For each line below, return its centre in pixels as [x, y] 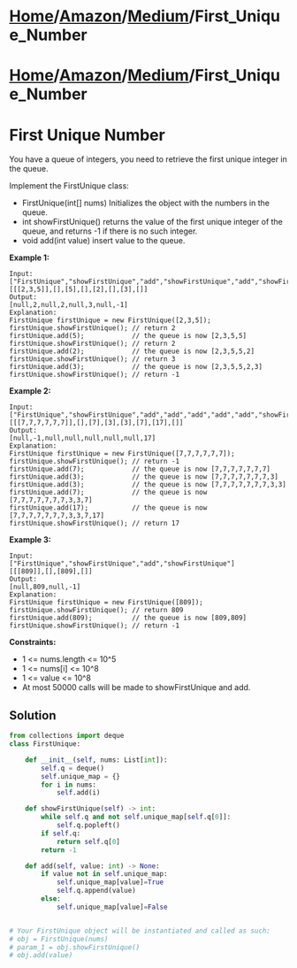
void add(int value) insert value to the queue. [103, 241]
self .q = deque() [72, 768]
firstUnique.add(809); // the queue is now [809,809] [128, 618]
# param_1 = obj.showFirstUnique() [75, 947]
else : [51, 899]
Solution [33, 715]
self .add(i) [78, 793]
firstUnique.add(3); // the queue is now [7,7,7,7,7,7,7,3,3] [148, 485]
